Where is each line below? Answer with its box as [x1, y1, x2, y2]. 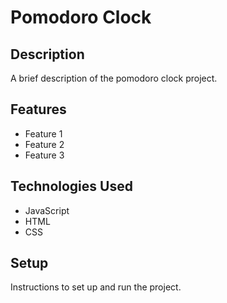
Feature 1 [24, 127, 63, 140]
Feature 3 [24, 149, 65, 161]
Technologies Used [10, 178, 133, 195]
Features [10, 101, 67, 118]
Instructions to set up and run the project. [10, 281, 182, 293]
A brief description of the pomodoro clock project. [10, 72, 218, 84]
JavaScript [24, 204, 70, 216]
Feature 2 [24, 138, 65, 150]
